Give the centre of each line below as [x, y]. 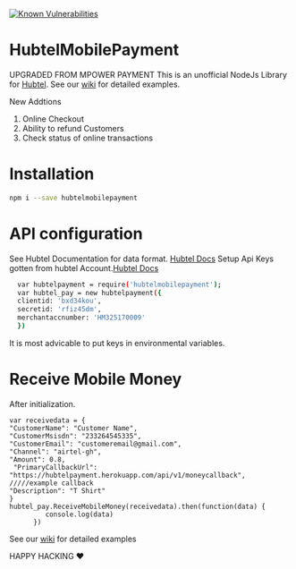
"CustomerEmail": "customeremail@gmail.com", [95, 444]
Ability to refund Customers [73, 128]
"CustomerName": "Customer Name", [74, 428]
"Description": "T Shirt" [57, 491]
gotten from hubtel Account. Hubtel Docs [84, 268]
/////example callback [51, 483]
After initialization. [42, 403]
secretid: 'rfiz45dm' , [59, 310]
